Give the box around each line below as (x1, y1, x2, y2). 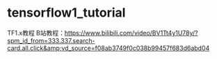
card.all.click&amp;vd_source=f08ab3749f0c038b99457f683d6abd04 (7, 44, 210, 52)
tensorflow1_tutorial (7, 5, 126, 21)
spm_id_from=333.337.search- (7, 36, 95, 44)
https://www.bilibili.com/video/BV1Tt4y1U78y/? (64, 28, 198, 37)
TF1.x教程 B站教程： (7, 28, 65, 37)
